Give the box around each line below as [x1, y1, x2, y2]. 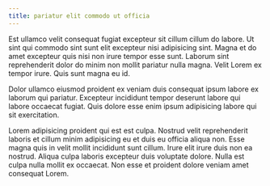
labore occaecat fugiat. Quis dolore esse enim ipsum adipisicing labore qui [8, 101, 257, 111]
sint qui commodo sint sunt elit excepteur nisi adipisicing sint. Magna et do [8, 42, 257, 53]
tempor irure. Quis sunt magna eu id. [8, 68, 131, 78]
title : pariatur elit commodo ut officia [8, 11, 150, 20]
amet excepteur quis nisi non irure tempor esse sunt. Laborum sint [8, 51, 230, 61]
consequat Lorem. [8, 168, 70, 178]
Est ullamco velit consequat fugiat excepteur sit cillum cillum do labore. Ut [8, 34, 255, 44]
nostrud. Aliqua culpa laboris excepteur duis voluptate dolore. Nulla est [8, 151, 245, 161]
